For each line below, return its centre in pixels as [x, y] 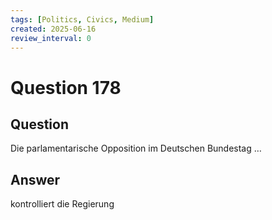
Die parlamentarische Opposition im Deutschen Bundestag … [136, 148]
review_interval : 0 [51, 38]
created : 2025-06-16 [53, 29]
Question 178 [66, 87]
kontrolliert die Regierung [62, 204]
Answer [35, 179]
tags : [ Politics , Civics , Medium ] [82, 19]
